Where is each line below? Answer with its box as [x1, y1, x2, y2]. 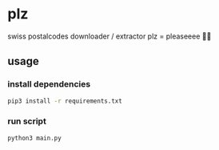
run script [7, 116, 47, 127]
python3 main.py [7, 134, 62, 142]
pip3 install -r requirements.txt [7, 97, 123, 105]
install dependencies [7, 79, 91, 90]
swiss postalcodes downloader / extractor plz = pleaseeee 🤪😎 [7, 31, 212, 41]
